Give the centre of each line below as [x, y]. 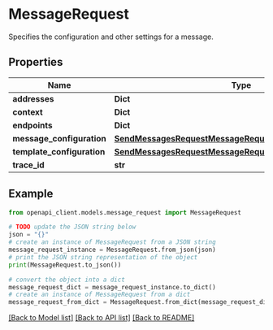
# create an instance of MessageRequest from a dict [100, 295]
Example [31, 194]
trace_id [28, 165]
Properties [36, 62]
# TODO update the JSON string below [72, 227]
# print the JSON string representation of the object [103, 257]
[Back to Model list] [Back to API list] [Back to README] [102, 318]
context [28, 112]
